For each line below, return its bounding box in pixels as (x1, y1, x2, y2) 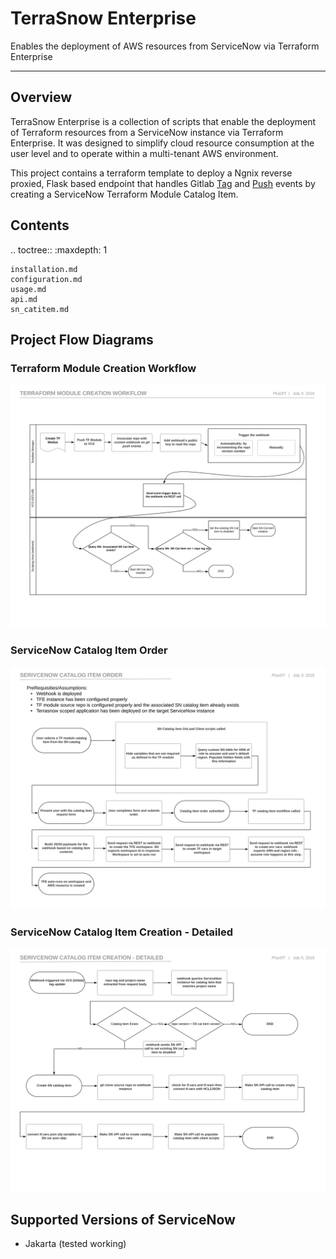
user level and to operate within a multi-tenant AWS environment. (10, 147, 279, 159)
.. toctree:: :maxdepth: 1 (10, 243, 108, 256)
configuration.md (10, 274, 83, 284)
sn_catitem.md (10, 304, 70, 314)
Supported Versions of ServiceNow (10, 1211, 236, 1228)
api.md (10, 294, 38, 304)
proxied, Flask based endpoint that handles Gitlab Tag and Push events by (10, 177, 316, 189)
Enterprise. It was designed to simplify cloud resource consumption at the (10, 137, 315, 149)
